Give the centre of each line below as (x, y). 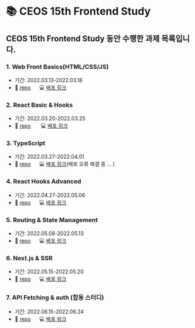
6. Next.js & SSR (29, 258)
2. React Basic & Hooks (40, 105)
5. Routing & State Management (52, 220)
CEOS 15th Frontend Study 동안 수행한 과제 (83, 39)
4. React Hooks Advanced (44, 182)
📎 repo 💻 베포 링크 (40, 241)
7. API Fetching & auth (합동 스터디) (55, 297)
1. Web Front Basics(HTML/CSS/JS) (58, 66)
